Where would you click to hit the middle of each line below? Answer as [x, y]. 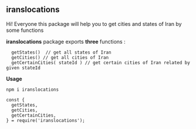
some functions [25, 30]
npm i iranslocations [33, 90]
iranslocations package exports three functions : [66, 41]
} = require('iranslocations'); [45, 120]
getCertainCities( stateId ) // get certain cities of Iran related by [101, 62]
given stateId [23, 68]
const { [16, 100]
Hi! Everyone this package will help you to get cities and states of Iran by [94, 24]
